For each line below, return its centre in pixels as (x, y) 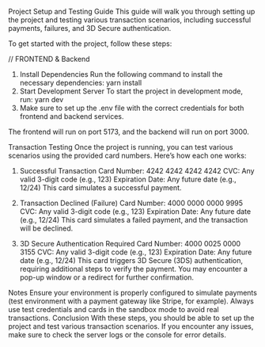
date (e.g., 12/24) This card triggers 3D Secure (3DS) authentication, (131, 260)
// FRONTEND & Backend (49, 59)
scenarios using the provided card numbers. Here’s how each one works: (127, 155)
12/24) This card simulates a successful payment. (100, 188)
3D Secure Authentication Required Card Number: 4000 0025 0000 (130, 244)
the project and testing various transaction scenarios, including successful (130, 20)
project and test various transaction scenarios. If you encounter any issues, (131, 326)
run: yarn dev (42, 99)
